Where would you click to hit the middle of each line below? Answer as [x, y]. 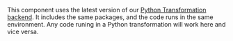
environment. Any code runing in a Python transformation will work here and [116, 24]
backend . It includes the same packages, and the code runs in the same [110, 17]
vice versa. [23, 31]
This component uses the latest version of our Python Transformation [107, 10]
